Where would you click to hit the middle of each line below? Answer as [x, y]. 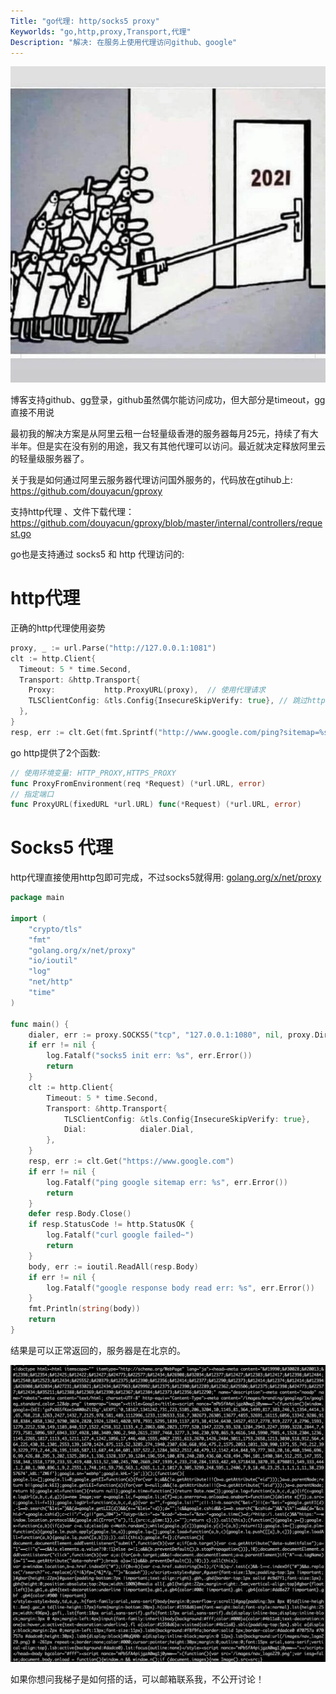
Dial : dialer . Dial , [129, 1130]
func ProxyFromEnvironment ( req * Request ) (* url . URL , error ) [138, 783]
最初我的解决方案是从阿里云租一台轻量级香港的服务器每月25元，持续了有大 [164, 433]
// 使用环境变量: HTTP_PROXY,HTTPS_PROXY [93, 773]
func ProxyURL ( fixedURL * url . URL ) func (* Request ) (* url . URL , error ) [156, 805]
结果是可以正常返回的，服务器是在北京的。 [98, 1350]
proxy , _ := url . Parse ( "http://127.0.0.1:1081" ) [113, 648]
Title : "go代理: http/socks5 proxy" [85, 21]
